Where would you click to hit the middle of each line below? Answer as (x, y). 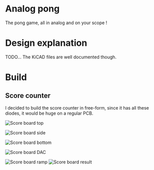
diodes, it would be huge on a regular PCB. (49, 113)
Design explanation (46, 43)
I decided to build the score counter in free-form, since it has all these (77, 108)
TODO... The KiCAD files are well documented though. (61, 57)
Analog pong (32, 9)
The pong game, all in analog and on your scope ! (56, 23)
